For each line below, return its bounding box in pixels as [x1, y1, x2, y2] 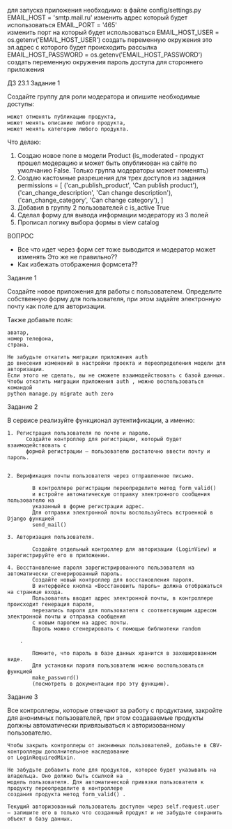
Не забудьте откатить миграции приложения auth [7, 354, 148, 361]
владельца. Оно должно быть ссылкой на [7, 772, 123, 779]
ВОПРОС [7, 232, 34, 240]
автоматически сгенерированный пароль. [7, 570, 123, 577]
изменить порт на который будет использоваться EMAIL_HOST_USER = [7, 28, 219, 36]
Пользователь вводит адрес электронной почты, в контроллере [32, 595, 214, 602]
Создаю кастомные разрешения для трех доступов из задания [17, 174, 206, 182]
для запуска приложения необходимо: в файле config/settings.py [7, 6, 201, 14]
